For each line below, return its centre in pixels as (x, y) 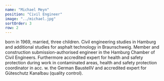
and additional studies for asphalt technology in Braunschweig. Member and (82, 47)
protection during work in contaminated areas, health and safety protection (81, 63)
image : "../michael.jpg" (30, 19)
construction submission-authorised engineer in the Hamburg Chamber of (80, 53)
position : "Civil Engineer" (34, 14)
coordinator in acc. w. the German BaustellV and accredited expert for (76, 68)
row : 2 (12, 28)
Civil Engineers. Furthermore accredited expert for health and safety (74, 57)
